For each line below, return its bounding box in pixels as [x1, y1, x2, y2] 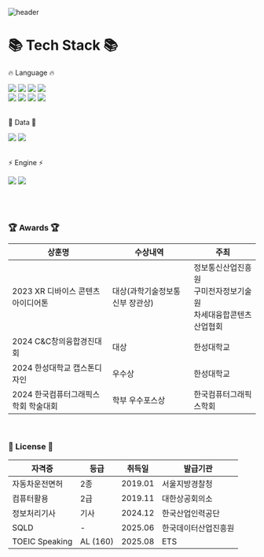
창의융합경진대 [50, 336, 102, 347]
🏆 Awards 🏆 [8, 222, 60, 233]
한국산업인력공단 [162, 507, 220, 518]
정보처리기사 [12, 507, 57, 518]
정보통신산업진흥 [193, 262, 252, 273]
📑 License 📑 [8, 441, 53, 452]
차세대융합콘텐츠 [193, 309, 252, 320]
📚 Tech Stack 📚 [8, 36, 119, 54]
